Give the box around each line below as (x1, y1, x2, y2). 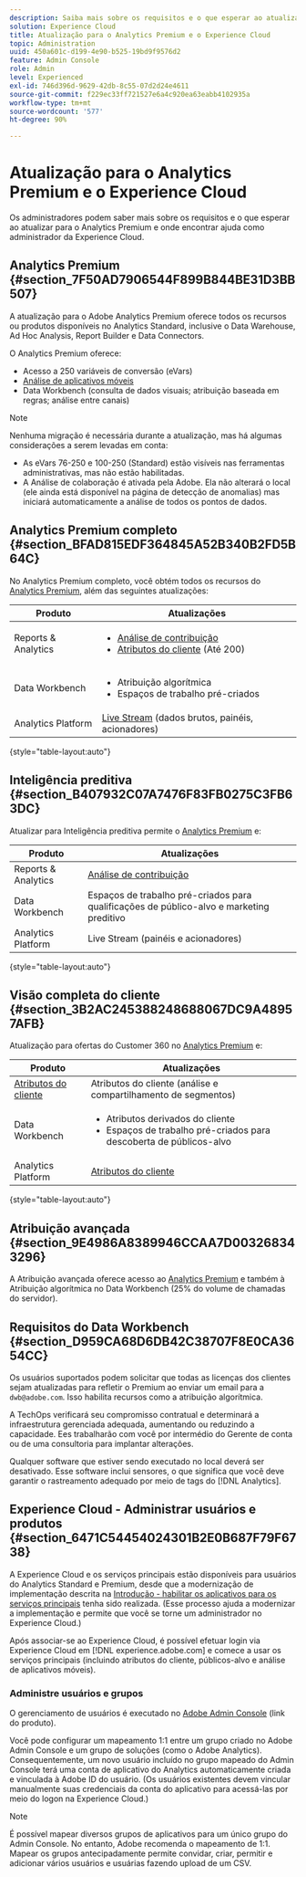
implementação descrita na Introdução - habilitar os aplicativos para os (9, 1588, 277, 1599)
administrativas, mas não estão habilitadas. (22, 467, 185, 477)
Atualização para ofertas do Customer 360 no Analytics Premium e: (9, 1040, 263, 1051)
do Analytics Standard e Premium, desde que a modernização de (9, 1578, 254, 1589)
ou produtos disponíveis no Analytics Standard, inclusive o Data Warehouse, (9, 320, 296, 331)
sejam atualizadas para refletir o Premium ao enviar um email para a (9, 1381, 264, 1392)
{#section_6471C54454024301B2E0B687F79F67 (9, 1530, 297, 1546)
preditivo (87, 911, 126, 924)
